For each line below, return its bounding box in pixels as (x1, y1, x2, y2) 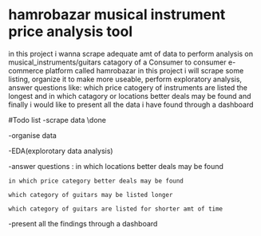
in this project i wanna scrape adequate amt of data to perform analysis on (8, 49, 254, 58)
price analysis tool (8, 22, 133, 41)
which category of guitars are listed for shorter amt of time (8, 205, 223, 213)
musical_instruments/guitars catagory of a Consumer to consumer (8, 57, 227, 67)
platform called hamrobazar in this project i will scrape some (45, 65, 244, 75)
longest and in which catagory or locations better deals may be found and (8, 91, 251, 100)
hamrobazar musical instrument (8, 6, 226, 24)
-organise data (8, 130, 57, 140)
